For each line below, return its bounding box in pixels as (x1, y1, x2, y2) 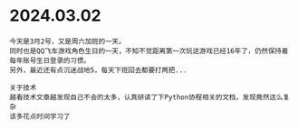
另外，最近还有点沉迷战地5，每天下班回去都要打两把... (9, 65, 188, 75)
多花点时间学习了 (15, 112, 71, 121)
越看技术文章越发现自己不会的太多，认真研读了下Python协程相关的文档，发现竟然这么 (9, 92, 284, 102)
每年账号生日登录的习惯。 (9, 56, 91, 65)
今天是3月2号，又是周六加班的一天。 (9, 37, 126, 46)
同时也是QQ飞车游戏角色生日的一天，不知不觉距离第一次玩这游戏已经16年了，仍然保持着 (9, 46, 289, 55)
